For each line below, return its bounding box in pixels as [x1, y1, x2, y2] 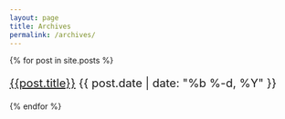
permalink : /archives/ [9, 30, 96, 39]
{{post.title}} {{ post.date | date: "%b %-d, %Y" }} [9, 76, 277, 91]
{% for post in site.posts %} [9, 55, 114, 66]
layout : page [9, 13, 59, 23]
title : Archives [9, 22, 71, 31]
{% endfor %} [9, 101, 62, 112]
